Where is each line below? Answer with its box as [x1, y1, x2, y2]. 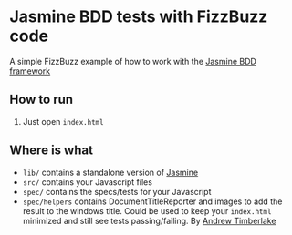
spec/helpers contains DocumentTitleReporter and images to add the [22, 196, 283, 207]
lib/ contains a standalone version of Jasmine [22, 167, 199, 178]
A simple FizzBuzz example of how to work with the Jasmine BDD [9, 56, 257, 66]
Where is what [9, 143, 94, 158]
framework [9, 66, 51, 77]
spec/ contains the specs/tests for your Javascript [22, 186, 212, 197]
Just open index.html [22, 116, 104, 127]
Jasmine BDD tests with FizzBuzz [9, 6, 268, 27]
